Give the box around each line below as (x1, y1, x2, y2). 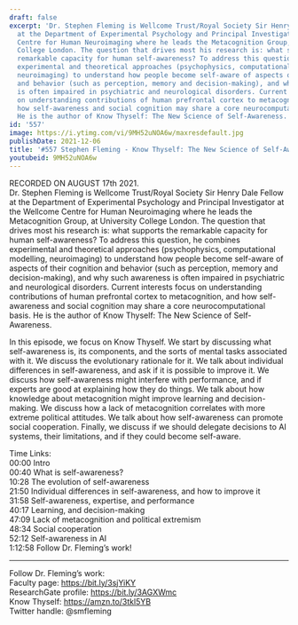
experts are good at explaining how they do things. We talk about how (9, 384, 264, 394)
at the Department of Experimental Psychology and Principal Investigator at (9, 196, 285, 207)
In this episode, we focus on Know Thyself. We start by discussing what (9, 336, 272, 347)
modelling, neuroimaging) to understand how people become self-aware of (9, 253, 284, 264)
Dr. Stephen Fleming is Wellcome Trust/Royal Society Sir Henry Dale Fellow (9, 187, 284, 198)
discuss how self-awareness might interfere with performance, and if (9, 374, 262, 384)
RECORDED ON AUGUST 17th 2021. (9, 178, 139, 188)
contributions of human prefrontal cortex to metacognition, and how (9, 290, 257, 302)
